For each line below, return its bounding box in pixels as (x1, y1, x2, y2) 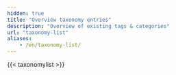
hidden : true (7, 10, 45, 17)
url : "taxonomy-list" (7, 29, 69, 36)
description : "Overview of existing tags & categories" (7, 22, 170, 29)
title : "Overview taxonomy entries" (7, 16, 112, 23)
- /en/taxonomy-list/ (19, 42, 81, 48)
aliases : (7, 35, 32, 42)
